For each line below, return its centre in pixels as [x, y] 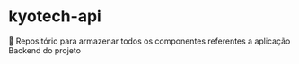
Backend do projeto [45, 50]
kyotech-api [55, 16]
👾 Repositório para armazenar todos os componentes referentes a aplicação [149, 41]
